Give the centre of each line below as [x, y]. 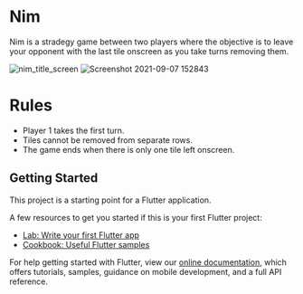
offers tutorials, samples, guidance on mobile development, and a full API [146, 271]
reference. [28, 281]
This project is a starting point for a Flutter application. [110, 200]
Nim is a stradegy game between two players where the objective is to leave [151, 42]
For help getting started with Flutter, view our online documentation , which [148, 262]
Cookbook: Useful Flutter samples [86, 244]
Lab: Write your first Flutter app [81, 235]
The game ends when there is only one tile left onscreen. [128, 149]
